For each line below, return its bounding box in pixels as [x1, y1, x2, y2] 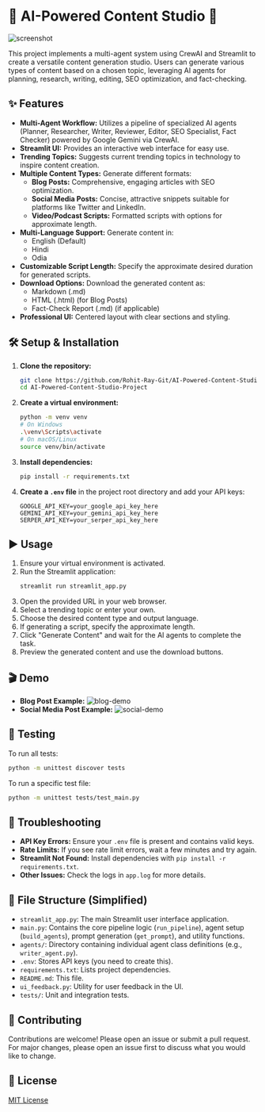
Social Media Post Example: [19, 705, 113, 715]
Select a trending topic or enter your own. [19, 605, 156, 615]
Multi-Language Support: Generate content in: [19, 228, 174, 237]
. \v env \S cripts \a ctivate [19, 428, 102, 436]
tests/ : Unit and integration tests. [19, 991, 130, 1000]
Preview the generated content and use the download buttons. [19, 647, 224, 657]
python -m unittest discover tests [8, 764, 126, 772]
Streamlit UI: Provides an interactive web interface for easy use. [19, 143, 229, 153]
